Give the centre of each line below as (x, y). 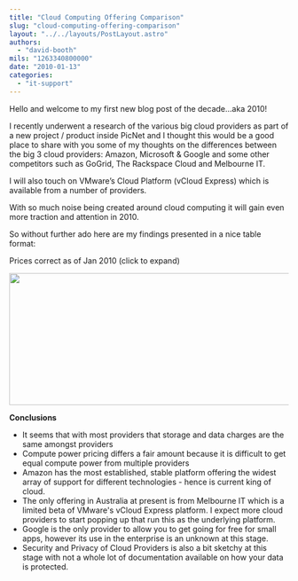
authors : (25, 42)
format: (23, 243)
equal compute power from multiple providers (106, 463)
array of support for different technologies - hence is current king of (147, 482)
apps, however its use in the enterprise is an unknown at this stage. (145, 538)
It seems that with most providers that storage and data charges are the (153, 435)
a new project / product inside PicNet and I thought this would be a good (142, 135)
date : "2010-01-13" (45, 67)
